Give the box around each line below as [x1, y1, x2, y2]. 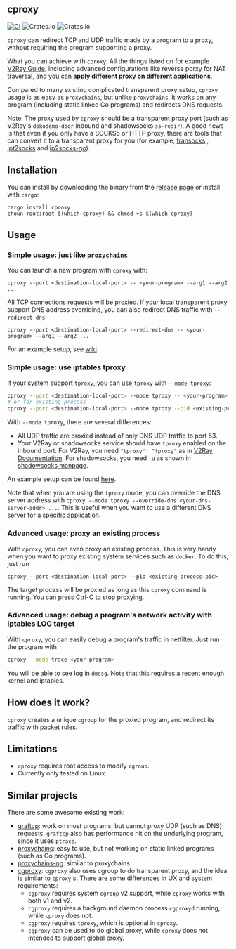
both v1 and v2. [27, 896, 72, 905]
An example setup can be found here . [7, 475, 117, 483]
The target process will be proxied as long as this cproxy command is [7, 585, 207, 594]
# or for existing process [7, 398, 86, 406]
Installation [7, 164, 58, 176]
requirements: [17, 882, 58, 890]
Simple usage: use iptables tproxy [7, 362, 126, 372]
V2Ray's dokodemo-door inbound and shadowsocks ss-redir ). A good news [7, 121, 224, 130]
